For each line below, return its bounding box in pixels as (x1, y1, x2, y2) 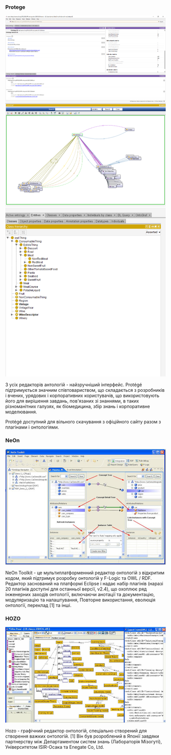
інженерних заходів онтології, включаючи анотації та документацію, (5, 591, 155, 597)
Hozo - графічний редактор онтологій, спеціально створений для (5, 728, 147, 734)
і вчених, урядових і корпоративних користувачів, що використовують (5, 392, 159, 399)
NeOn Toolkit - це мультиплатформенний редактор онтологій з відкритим (5, 570, 164, 576)
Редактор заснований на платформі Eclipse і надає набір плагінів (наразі (5, 580, 164, 586)
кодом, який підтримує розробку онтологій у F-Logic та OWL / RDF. (5, 575, 152, 581)
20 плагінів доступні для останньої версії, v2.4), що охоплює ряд (5, 586, 147, 592)
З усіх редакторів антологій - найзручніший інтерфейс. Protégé (5, 382, 142, 388)
